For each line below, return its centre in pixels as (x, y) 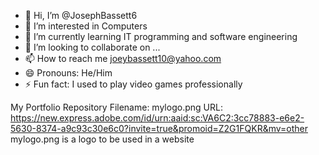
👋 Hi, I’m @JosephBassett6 (81, 15)
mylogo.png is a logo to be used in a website (102, 139)
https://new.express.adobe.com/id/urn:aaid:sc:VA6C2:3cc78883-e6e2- (157, 118)
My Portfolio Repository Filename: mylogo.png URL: (116, 107)
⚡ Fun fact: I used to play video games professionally (133, 84)
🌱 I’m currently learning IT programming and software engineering (161, 36)
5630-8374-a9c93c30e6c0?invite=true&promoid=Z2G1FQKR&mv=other (159, 128)
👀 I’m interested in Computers (86, 26)
